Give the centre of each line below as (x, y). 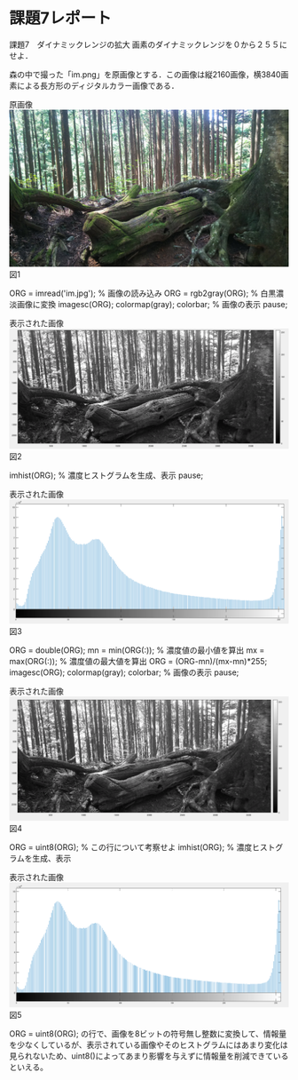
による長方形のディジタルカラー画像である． (98, 85)
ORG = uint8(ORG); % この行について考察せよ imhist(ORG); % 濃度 (131, 847)
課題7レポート (61, 18)
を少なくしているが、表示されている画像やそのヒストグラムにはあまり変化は (149, 1044)
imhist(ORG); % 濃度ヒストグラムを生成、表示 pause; (106, 475)
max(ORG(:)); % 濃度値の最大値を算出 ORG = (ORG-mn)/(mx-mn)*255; (138, 661)
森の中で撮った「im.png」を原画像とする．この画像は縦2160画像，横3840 (145, 74)
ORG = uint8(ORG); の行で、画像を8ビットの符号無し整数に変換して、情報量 (148, 1033)
